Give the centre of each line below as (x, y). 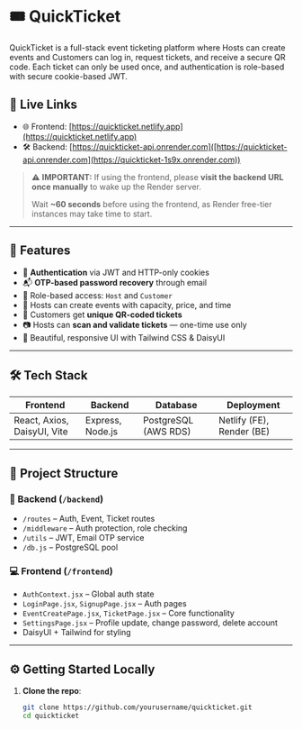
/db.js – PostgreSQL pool (70, 547)
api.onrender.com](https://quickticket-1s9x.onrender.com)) (131, 159)
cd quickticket (51, 716)
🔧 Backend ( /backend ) (57, 498)
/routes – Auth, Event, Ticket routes (89, 519)
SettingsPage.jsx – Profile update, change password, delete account (150, 623)
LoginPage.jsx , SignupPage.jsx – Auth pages (104, 604)
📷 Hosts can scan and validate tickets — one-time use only (134, 324)
